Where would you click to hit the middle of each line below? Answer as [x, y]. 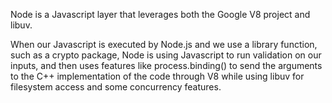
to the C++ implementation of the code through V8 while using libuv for [157, 76]
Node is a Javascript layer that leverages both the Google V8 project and [160, 14]
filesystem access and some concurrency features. [116, 87]
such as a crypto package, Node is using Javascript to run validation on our [166, 55]
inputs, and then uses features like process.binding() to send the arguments [166, 65]
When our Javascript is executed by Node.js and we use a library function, [164, 44]
